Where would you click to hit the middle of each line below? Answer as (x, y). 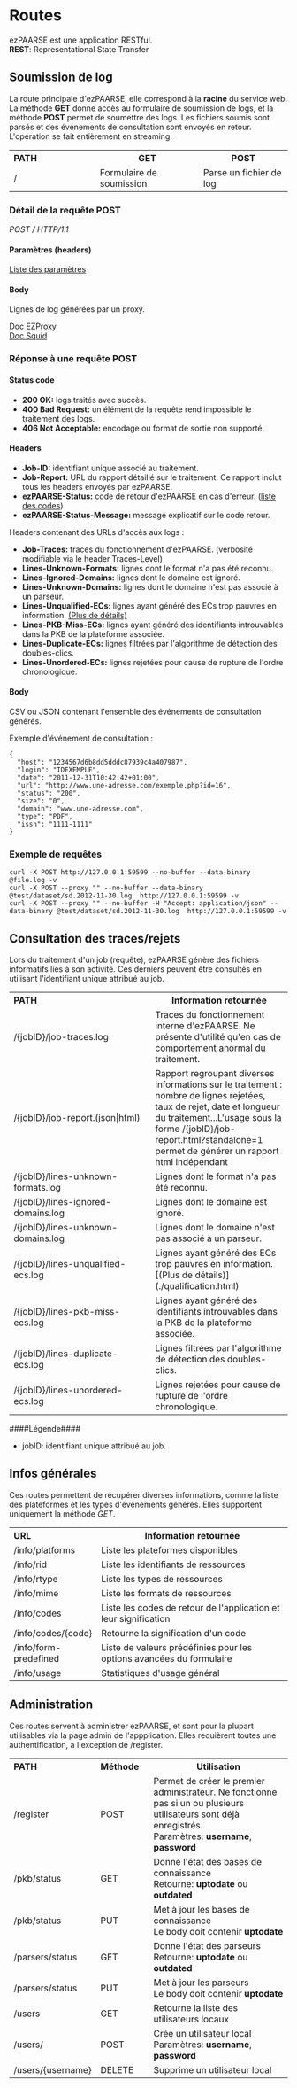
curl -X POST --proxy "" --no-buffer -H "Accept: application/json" (138, 904)
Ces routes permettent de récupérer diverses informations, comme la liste (144, 1494)
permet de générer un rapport (217, 1151)
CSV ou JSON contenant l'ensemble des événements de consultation (135, 711)
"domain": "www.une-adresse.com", (80, 808)
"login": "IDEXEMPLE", (59, 770)
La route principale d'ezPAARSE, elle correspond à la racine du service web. (148, 98)
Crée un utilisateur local (202, 2033)
